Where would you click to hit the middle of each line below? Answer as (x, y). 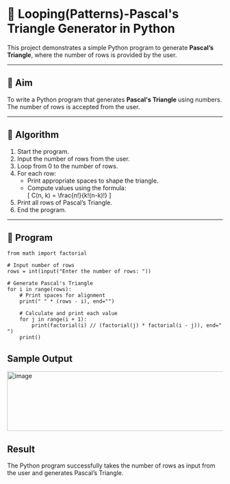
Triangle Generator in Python (91, 28)
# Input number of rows (41, 266)
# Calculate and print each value (68, 314)
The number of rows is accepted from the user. (74, 106)
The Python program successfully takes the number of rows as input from (111, 465)
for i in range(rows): (39, 290)
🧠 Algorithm (33, 135)
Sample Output (40, 359)
